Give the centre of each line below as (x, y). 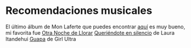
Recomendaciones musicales (79, 11)
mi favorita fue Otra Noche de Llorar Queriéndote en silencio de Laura (90, 32)
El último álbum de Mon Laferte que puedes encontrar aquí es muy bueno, (95, 27)
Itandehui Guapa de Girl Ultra (41, 39)
